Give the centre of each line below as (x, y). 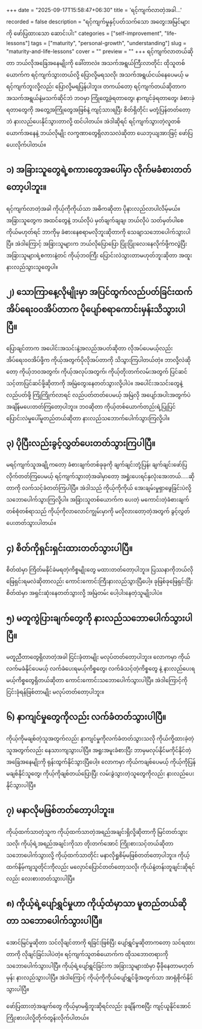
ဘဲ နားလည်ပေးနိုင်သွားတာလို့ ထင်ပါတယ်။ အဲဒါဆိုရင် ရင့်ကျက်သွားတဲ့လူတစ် (93, 121)
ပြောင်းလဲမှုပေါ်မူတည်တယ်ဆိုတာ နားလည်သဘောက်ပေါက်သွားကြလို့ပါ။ (88, 418)
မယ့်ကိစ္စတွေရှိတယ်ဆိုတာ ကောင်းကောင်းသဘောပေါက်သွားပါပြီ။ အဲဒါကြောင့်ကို (97, 680)
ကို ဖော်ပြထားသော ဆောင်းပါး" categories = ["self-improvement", (85, 33)
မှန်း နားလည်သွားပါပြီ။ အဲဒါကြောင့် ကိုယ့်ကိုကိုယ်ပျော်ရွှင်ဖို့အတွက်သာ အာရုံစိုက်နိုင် (100, 977)
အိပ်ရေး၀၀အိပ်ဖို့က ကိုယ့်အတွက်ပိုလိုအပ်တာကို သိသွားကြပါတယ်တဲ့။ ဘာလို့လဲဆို (99, 359)
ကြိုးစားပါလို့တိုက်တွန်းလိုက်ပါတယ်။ (47, 1018)
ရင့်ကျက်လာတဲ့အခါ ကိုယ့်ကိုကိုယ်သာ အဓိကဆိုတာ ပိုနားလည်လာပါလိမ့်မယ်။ (93, 208)
